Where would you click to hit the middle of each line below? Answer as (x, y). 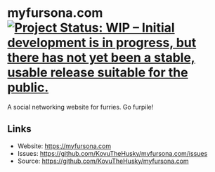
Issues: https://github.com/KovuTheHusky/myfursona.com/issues (112, 153)
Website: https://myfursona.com (64, 146)
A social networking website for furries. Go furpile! (80, 107)
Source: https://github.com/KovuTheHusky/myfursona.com (103, 161)
